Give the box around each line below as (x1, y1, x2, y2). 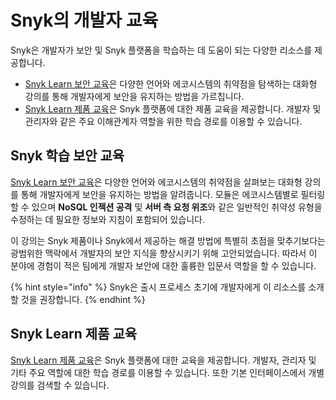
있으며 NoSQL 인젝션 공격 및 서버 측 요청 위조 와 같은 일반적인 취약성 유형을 (31, 201, 323, 213)
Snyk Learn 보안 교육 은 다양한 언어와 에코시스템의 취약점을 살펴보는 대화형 (10, 176, 303, 188)
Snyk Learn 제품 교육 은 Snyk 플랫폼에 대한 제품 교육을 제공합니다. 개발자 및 (24, 102, 322, 115)
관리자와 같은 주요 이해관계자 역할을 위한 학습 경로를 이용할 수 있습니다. (24, 115, 303, 127)
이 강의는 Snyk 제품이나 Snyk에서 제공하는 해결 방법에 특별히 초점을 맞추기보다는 (10, 234, 326, 246)
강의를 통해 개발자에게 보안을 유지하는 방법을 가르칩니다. (24, 90, 245, 102)
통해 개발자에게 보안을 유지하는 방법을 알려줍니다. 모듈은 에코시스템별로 (20, 188, 299, 200)
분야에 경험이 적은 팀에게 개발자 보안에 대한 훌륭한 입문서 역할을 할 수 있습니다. (10, 259, 317, 271)
